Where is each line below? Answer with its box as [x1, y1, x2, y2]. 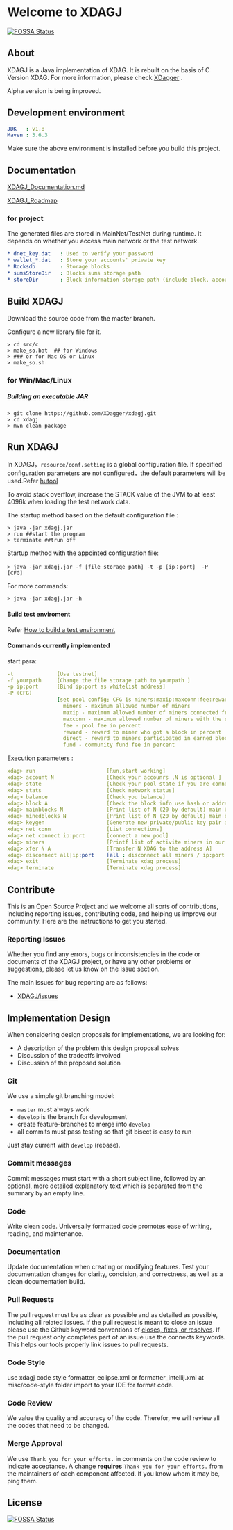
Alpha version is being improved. [7, 86, 101, 95]
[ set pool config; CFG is [56, 696, 132, 703]
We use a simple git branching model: [7, 1092, 115, 1100]
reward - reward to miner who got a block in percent [62, 728, 222, 736]
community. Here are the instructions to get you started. [7, 917, 168, 926]
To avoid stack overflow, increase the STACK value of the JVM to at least [7, 490, 216, 499]
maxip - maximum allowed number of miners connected [62, 709, 218, 716]
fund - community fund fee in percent [62, 741, 175, 748]
